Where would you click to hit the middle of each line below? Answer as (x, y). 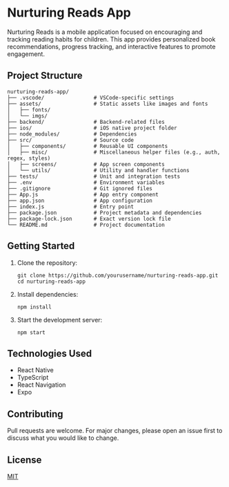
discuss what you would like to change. (63, 438)
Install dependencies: (48, 294)
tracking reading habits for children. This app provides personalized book (111, 39)
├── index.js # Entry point (71, 206)
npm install (34, 307)
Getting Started (41, 246)
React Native (35, 370)
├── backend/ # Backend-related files (86, 122)
